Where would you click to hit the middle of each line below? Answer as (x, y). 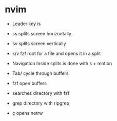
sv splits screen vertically (39, 43)
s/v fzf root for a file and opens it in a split (56, 53)
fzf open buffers (30, 83)
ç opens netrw (27, 113)
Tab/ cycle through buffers (40, 73)
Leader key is (26, 24)
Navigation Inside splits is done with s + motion (62, 63)
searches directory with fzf (41, 93)
